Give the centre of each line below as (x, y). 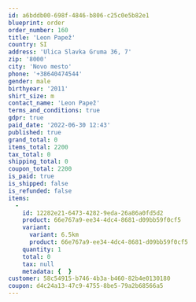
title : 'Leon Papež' (42, 37)
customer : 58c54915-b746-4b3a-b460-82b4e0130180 (89, 279)
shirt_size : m (31, 96)
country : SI (28, 45)
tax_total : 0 (30, 154)
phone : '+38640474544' (45, 74)
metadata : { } (47, 271)
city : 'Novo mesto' (40, 67)
